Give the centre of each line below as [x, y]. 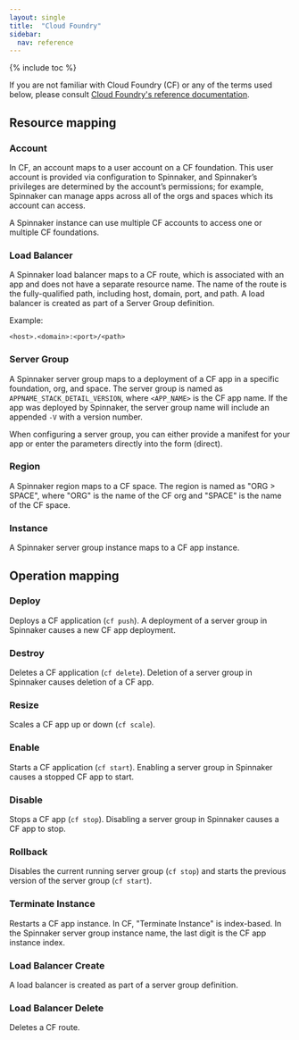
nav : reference [46, 42]
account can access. [48, 205]
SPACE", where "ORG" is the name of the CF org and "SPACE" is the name [145, 495]
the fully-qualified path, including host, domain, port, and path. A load [137, 294]
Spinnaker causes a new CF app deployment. [92, 629]
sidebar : [25, 34]
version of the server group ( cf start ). [81, 881]
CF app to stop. [37, 828]
